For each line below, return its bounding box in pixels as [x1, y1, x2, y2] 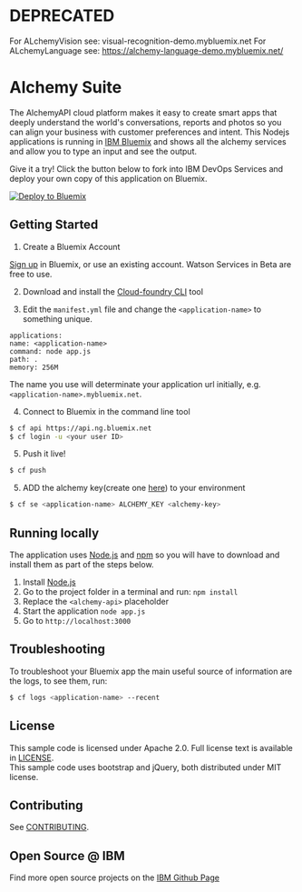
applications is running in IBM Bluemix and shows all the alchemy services [9, 135, 287, 146]
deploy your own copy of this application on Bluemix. [9, 173, 208, 184]
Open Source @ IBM [9, 847, 125, 864]
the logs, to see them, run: [9, 675, 108, 687]
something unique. [22, 313, 93, 324]
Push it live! [22, 448, 66, 459]
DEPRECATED [9, 5, 115, 26]
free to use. [9, 268, 53, 279]
